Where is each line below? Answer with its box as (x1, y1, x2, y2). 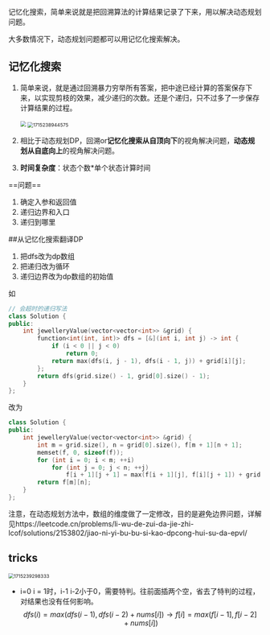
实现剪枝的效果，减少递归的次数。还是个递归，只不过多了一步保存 (41, 93, 260, 102)
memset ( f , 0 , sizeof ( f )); (37, 448, 125, 456)
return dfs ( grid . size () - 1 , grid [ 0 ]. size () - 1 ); (37, 372, 211, 380)
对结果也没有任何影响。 (19, 596, 98, 606)
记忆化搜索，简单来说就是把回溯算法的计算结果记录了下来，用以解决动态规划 (8, 7, 262, 16)
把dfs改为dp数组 (19, 251, 75, 261)
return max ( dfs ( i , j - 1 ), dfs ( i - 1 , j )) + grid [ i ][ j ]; (51, 357, 247, 365)
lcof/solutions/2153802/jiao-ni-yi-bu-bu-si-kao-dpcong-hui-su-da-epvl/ (8, 528, 247, 538)
